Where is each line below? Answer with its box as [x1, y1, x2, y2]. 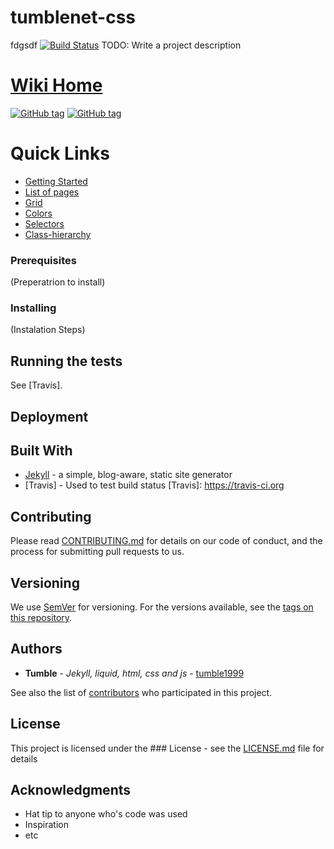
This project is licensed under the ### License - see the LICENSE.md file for [10, 742, 325, 754]
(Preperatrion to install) [10, 276, 106, 288]
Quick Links [10, 142, 110, 165]
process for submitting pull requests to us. [10, 546, 185, 558]
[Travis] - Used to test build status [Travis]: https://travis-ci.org [24, 479, 285, 491]
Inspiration [24, 819, 69, 831]
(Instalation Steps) [10, 324, 86, 336]
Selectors [24, 217, 65, 230]
